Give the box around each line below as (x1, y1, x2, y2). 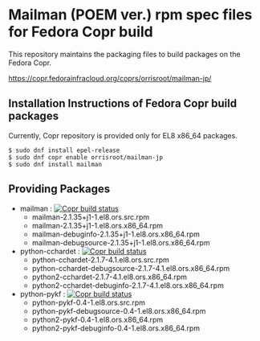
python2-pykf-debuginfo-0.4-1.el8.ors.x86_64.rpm (31, 323, 201, 333)
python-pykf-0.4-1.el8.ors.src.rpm (31, 298, 146, 307)
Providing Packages (8, 183, 111, 196)
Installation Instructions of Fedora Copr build (8, 97, 238, 110)
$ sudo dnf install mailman (8, 160, 103, 168)
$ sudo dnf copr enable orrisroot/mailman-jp (8, 153, 163, 162)
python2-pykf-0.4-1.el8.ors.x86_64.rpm (31, 314, 164, 324)
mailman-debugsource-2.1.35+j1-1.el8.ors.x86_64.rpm (31, 237, 210, 247)
